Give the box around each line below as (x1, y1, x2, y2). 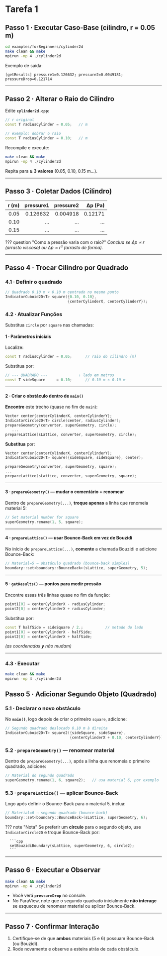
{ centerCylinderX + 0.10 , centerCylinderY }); (69, 735, 166, 740)
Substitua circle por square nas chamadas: (5, 322, 94, 328)
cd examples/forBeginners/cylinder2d (5, 44, 83, 49)
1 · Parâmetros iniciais (5, 333, 51, 339)
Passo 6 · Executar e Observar (5, 866, 101, 874)
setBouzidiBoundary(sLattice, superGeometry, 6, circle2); (9, 843, 135, 848)
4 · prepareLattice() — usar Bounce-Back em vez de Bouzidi (5, 535, 133, 541)
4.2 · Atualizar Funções (5, 311, 63, 318)
